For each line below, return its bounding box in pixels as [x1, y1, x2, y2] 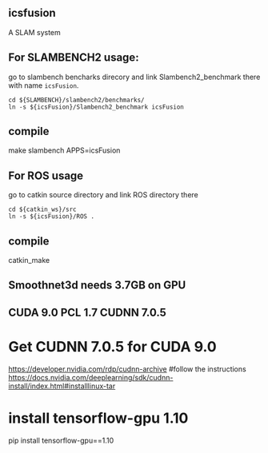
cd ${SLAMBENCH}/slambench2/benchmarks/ [8, 96, 146, 104]
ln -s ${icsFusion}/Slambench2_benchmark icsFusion [8, 103, 184, 111]
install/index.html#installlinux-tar [8, 381, 116, 391]
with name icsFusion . [8, 80, 79, 90]
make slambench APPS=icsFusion [8, 145, 121, 155]
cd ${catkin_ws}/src [8, 205, 78, 214]
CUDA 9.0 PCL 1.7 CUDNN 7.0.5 [8, 305, 166, 319]
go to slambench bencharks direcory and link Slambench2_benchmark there [8, 72, 261, 81]
